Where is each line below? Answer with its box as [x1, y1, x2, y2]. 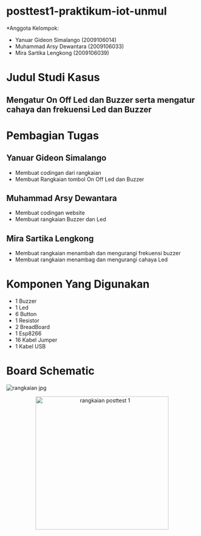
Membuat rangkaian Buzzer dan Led [15, 216, 106, 223]
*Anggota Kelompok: [6, 24, 60, 32]
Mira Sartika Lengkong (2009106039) [15, 49, 109, 56]
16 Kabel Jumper [15, 336, 58, 344]
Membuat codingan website [15, 209, 85, 217]
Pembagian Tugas [6, 129, 99, 143]
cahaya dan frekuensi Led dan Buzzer [6, 104, 152, 115]
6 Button [15, 311, 37, 318]
